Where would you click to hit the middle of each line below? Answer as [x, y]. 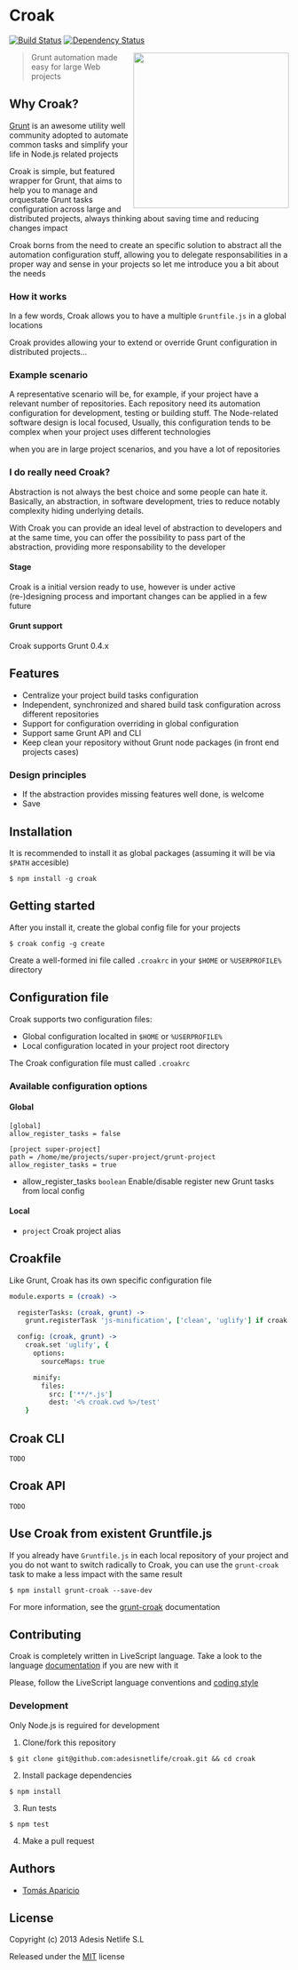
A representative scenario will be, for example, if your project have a [134, 394]
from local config [53, 1190]
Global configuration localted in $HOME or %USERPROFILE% [122, 1036]
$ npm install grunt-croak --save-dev [81, 1590]
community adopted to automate [69, 135]
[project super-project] [55, 1149]
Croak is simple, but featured [62, 171]
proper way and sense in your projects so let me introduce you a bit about [144, 264]
